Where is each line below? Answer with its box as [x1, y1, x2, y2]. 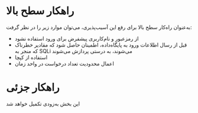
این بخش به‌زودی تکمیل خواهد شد [6, 100, 80, 107]
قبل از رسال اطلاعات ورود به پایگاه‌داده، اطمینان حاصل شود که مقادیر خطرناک [14, 41, 187, 48]
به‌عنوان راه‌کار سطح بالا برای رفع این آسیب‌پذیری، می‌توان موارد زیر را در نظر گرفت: [6, 24, 192, 31]
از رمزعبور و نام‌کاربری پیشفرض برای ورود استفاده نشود [14, 35, 139, 42]
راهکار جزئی [6, 81, 60, 94]
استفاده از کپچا [14, 54, 48, 61]
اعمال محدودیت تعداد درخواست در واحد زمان [14, 60, 114, 67]
